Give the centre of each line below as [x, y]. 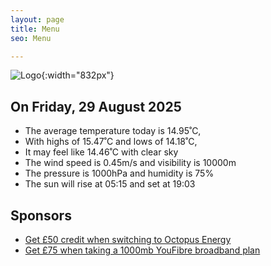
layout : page [37, 19]
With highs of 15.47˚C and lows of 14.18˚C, [111, 142]
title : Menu [35, 29]
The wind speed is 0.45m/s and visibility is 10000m [130, 163]
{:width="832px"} [78, 75]
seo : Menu [31, 38]
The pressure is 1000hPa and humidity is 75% [119, 173]
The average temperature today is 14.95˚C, [113, 131]
